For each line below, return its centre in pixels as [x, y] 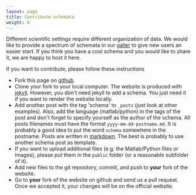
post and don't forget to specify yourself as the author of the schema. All [102, 118]
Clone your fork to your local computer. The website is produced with [98, 87]
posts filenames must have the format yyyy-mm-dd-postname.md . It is [95, 124]
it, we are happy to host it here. [43, 58]
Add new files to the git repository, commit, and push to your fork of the [101, 167]
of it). [21, 161]
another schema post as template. [56, 143]
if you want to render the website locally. [63, 99]
